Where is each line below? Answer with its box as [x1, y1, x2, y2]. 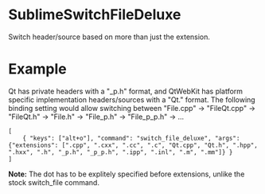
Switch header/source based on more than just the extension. [8, 32, 211, 42]
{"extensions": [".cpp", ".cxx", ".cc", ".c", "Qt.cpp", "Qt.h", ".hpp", [8, 141, 259, 149]
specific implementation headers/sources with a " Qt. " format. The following [8, 94, 256, 105]
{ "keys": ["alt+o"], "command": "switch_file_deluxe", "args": [22, 134, 240, 142]
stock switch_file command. [8, 177, 99, 187]
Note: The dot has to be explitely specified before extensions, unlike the [8, 169, 245, 179]
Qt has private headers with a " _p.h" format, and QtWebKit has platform [8, 86, 244, 96]
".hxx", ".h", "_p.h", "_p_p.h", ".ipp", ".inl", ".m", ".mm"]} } [8, 148, 233, 156]
